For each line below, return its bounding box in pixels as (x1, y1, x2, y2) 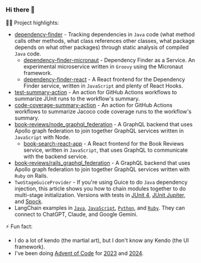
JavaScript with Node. (14, 134, 71, 141)
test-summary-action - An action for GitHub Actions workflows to (14, 89, 177, 96)
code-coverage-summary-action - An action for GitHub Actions (14, 102, 173, 109)
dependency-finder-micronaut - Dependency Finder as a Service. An (23, 57, 196, 64)
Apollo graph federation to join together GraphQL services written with (14, 166, 190, 173)
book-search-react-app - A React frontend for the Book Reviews (23, 140, 184, 148)
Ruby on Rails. (14, 172, 48, 180)
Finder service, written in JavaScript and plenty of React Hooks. (23, 82, 183, 89)
